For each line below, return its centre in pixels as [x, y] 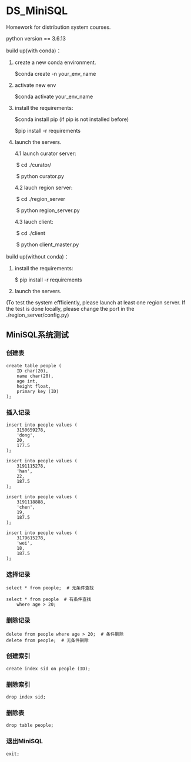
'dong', [26, 435]
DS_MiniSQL [37, 11]
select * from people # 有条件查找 [49, 600]
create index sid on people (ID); [48, 669]
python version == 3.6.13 [36, 38]
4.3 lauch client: [34, 221]
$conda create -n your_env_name [55, 73]
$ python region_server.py [48, 210]
